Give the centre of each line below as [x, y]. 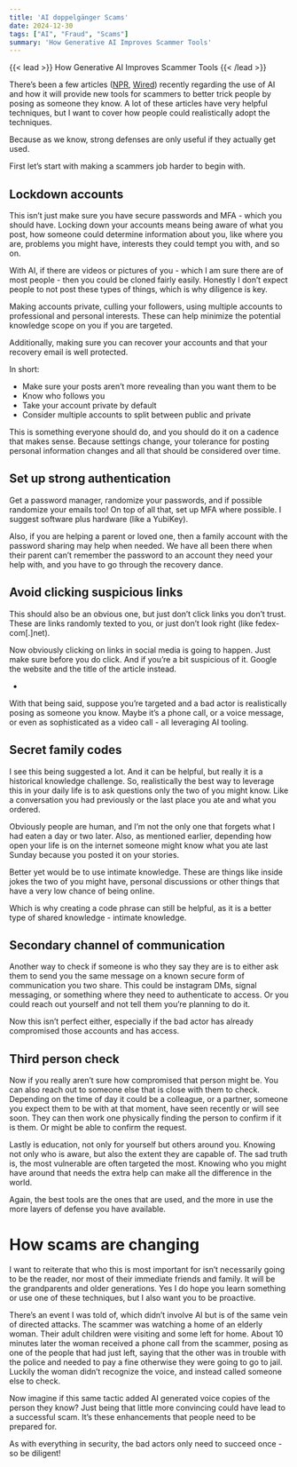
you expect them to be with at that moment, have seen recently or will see [144, 1109]
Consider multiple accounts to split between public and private [136, 415]
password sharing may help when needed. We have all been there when [141, 545]
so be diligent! [35, 1454]
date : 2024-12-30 [41, 26]
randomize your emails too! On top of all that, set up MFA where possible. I [145, 509]
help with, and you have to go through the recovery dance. [116, 564]
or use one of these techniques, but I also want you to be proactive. [133, 1298]
